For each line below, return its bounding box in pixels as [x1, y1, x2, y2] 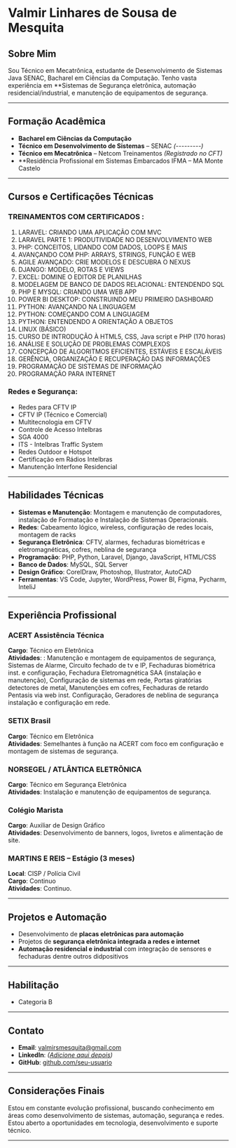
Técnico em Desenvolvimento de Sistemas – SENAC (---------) [18, 142, 204, 150]
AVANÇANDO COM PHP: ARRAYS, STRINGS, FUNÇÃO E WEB [18, 250, 196, 259]
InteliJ [18, 582, 36, 590]
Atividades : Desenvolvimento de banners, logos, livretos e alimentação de [8, 829, 223, 837]
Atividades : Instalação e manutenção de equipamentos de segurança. [8, 788, 211, 796]
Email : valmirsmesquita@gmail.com [18, 1043, 122, 1051]
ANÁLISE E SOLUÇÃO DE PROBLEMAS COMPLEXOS [18, 339, 171, 348]
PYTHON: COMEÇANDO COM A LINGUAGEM [18, 310, 150, 318]
